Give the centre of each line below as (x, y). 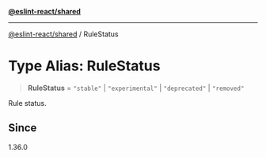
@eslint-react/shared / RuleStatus (63, 34)
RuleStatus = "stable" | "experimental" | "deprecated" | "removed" (136, 88)
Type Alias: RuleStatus (84, 66)
